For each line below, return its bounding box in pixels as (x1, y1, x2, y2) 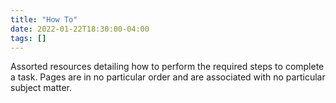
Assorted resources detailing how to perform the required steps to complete (10, 61, 325, 73)
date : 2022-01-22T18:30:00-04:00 (10, 24, 150, 34)
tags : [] (10, 33, 47, 43)
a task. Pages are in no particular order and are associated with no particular (10, 71, 326, 83)
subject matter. (10, 82, 73, 94)
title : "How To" (10, 14, 78, 25)
